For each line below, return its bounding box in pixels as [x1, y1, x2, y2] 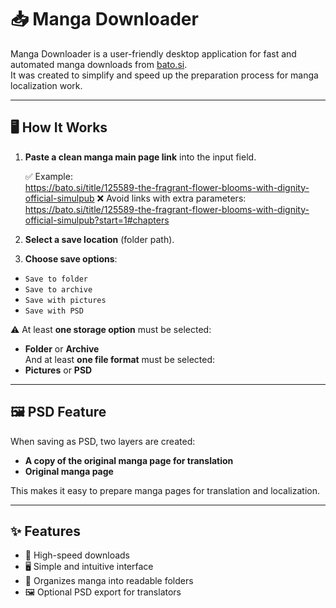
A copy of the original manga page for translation [24, 454, 234, 466]
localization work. [10, 79, 83, 91]
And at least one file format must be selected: [24, 353, 216, 365]
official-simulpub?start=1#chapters [24, 214, 170, 226]
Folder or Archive [24, 342, 100, 355]
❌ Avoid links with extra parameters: [96, 192, 247, 204]
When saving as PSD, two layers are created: [10, 435, 196, 447]
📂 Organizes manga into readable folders [24, 575, 194, 587]
